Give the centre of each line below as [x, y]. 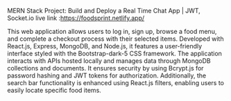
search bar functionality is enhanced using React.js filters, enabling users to [115, 83]
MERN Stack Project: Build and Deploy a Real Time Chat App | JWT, [104, 11]
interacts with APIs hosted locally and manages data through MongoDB [109, 61]
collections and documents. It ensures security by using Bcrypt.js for [105, 68]
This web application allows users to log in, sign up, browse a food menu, [112, 31]
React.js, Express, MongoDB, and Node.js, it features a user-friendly [105, 46]
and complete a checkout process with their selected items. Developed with [115, 39]
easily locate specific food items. [54, 90]
